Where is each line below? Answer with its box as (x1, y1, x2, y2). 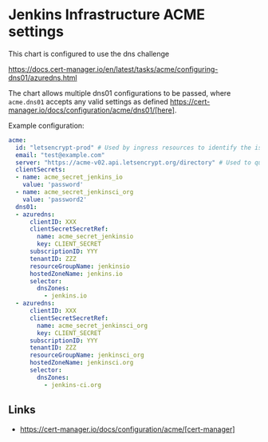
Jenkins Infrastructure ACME (8, 6, 206, 24)
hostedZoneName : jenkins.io (29, 270, 124, 278)
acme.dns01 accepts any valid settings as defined (8, 97, 169, 106)
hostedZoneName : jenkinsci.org (29, 359, 134, 367)
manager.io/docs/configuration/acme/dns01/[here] (8, 105, 175, 115)
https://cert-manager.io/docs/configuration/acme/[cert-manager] (19, 424, 235, 434)
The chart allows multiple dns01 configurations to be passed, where (8, 88, 231, 97)
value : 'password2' (22, 195, 88, 203)
